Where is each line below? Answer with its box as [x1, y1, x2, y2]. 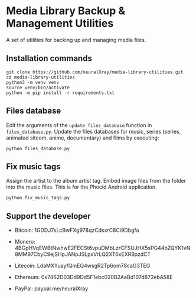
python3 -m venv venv [6, 79, 60, 85]
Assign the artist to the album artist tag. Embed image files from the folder [6, 177, 187, 184]
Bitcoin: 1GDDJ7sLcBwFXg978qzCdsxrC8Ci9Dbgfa [14, 226, 139, 234]
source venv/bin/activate [6, 85, 70, 90]
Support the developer [6, 211, 92, 221]
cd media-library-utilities [6, 74, 76, 80]
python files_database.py [6, 145, 70, 151]
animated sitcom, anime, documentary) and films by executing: [6, 134, 159, 141]
